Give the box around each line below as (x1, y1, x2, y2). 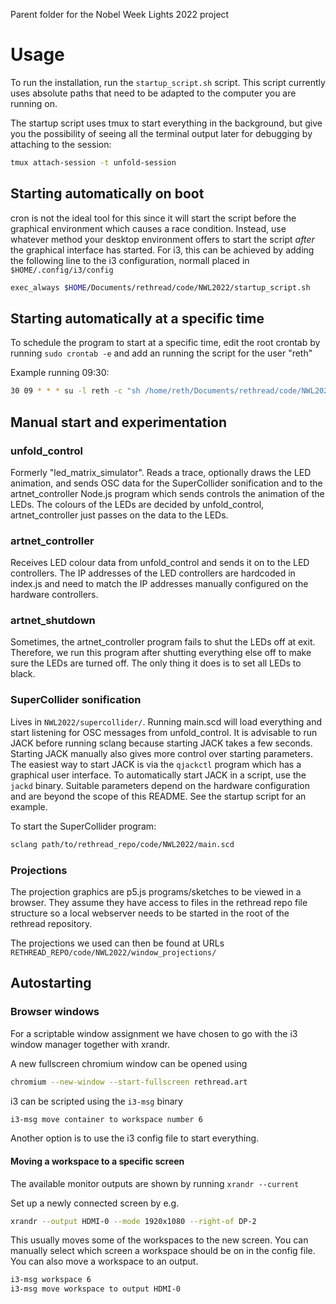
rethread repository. (10, 917, 93, 929)
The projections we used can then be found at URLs (10, 937, 225, 949)
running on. (10, 97, 58, 109)
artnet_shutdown (10, 614, 96, 628)
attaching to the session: (10, 138, 112, 150)
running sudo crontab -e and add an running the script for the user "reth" (10, 347, 313, 359)
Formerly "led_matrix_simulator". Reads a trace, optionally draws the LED (10, 466, 312, 478)
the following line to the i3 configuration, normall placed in (10, 254, 250, 266)
